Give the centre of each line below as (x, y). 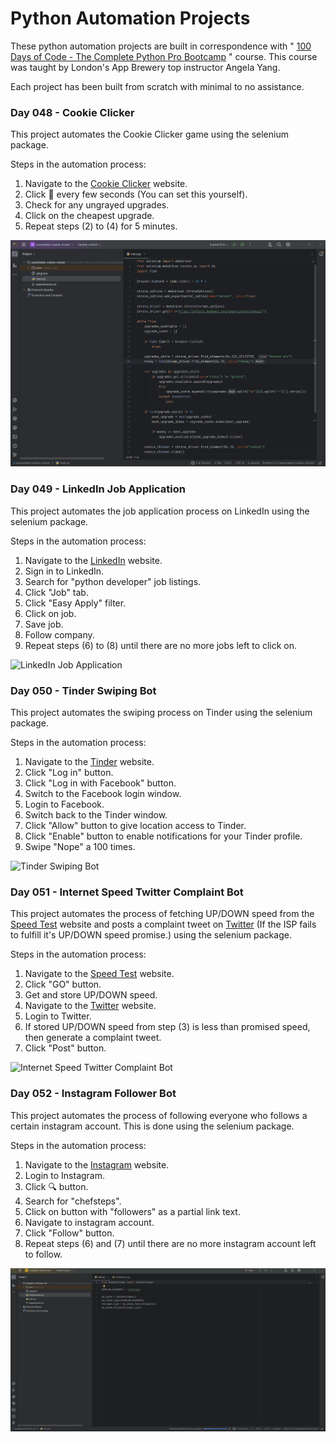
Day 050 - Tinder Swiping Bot (83, 690)
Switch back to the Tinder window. (96, 814)
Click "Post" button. (65, 1048)
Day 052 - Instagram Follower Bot (93, 1094)
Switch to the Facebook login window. (103, 793)
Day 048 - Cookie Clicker (72, 112)
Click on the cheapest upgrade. (89, 216)
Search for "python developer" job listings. (113, 581)
